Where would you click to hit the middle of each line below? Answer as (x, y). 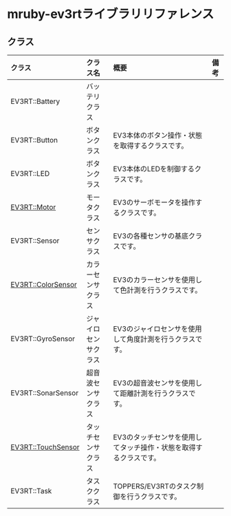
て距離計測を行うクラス (151, 393)
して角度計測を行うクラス (154, 339)
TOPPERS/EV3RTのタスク (155, 486)
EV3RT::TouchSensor (45, 447)
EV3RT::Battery (35, 101)
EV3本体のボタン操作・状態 (158, 135)
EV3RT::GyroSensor (43, 339)
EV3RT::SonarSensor (45, 393)
